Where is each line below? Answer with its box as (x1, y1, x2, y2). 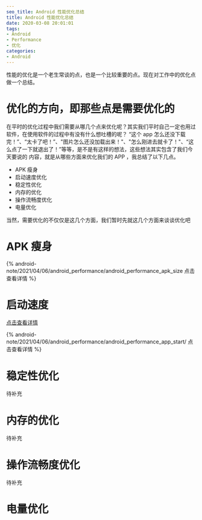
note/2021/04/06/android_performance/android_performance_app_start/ (6, 338, 187, 345)
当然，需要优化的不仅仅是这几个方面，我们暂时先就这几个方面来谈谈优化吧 (6, 216, 191, 224)
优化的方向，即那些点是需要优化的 (6, 102, 176, 115)
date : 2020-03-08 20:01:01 (6, 20, 74, 26)
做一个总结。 (6, 78, 38, 86)
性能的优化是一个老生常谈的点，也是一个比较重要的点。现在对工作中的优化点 (6, 70, 196, 78)
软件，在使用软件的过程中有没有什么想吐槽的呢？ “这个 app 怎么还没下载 (6, 130, 186, 137)
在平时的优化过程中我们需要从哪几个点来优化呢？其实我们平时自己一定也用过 (6, 123, 196, 130)
